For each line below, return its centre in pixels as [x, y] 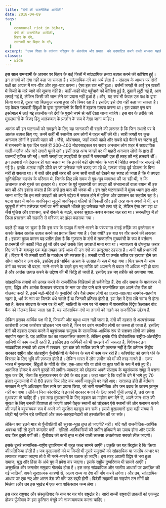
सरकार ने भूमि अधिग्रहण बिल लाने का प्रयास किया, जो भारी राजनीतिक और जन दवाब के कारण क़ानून [82, 387]
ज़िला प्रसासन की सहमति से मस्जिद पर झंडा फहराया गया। [50, 218]
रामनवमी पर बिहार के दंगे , [34, 42]
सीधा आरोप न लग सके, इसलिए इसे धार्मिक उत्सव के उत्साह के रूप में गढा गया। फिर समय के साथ [80, 261]
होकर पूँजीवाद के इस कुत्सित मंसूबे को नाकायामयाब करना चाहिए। [55, 500]
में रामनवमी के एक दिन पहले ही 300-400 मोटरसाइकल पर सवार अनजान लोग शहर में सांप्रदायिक [80, 145]
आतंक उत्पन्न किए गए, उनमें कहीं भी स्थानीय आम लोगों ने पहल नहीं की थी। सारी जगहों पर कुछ [77, 135]
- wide [16, 60]
